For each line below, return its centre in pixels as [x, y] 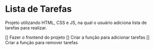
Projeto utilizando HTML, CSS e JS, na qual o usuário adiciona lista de [76, 23]
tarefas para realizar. [26, 27]
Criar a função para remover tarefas [42, 42]
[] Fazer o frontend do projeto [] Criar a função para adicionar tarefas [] [77, 37]
